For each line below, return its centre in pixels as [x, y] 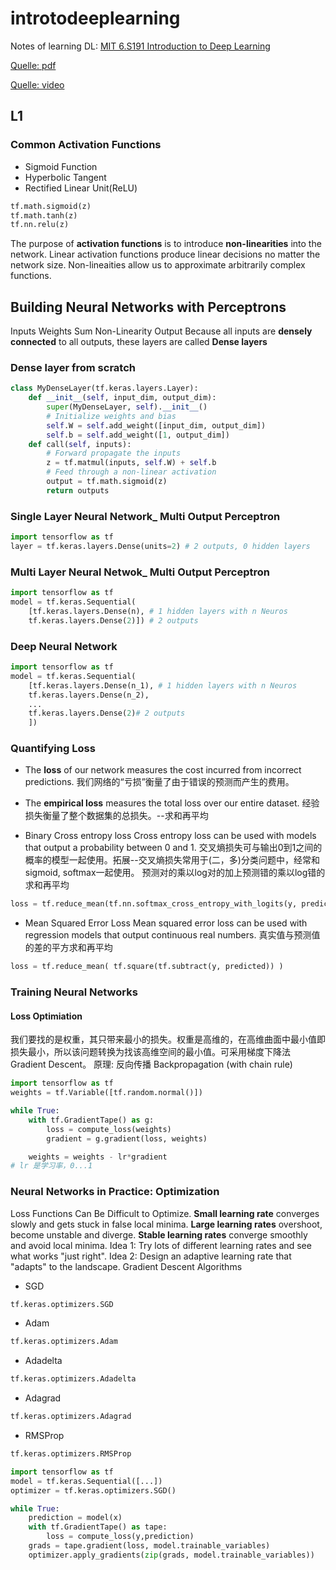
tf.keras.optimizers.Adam [64, 1342]
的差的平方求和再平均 [68, 948]
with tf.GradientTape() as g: [91, 1120]
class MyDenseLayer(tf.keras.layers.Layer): [104, 388]
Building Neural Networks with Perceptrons [148, 307]
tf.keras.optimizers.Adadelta [73, 1379]
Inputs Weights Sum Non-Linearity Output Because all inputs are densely [161, 331]
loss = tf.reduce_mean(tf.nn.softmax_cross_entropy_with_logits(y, [154, 904]
